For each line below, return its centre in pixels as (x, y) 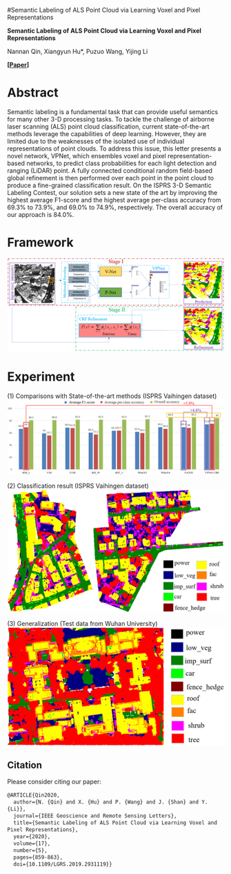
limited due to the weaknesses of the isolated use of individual (96, 141)
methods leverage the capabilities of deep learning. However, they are (107, 133)
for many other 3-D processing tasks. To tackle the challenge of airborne (111, 119)
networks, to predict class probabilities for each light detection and (122, 163)
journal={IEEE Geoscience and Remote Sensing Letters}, (95, 816)
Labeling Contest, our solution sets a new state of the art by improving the (112, 192)
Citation (25, 765)
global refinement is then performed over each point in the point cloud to (111, 178)
